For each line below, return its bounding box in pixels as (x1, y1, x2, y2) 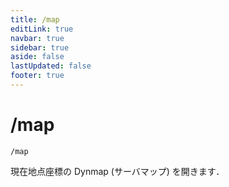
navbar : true (10, 33, 65, 43)
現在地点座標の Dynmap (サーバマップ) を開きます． (10, 165, 225, 177)
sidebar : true (10, 42, 70, 53)
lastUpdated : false (10, 61, 92, 71)
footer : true (10, 71, 65, 81)
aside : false (10, 52, 65, 62)
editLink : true (10, 24, 74, 34)
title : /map (10, 14, 60, 25)
